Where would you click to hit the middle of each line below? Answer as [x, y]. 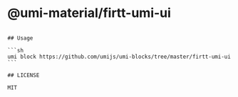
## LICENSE [24, 75]
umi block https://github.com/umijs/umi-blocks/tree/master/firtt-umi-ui [119, 57]
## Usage [20, 38]
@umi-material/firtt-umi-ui [89, 13]
